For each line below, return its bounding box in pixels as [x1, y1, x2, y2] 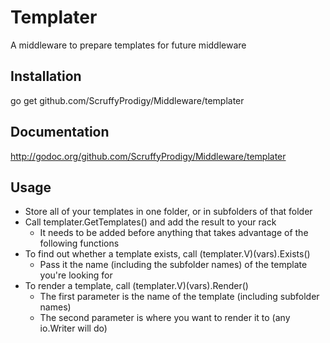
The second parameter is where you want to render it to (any [39, 312, 291, 324]
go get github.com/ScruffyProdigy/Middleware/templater [10, 94, 245, 106]
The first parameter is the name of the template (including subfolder [39, 291, 320, 303]
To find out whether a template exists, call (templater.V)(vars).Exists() [24, 248, 311, 260]
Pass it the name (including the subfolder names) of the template [39, 259, 308, 271]
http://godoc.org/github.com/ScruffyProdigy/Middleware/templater [10, 150, 287, 162]
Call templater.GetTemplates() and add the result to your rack [24, 216, 277, 228]
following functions [39, 237, 120, 250]
